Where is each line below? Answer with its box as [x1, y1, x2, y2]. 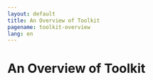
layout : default [7, 10, 56, 18]
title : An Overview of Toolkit [7, 17, 100, 24]
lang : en [7, 30, 33, 38]
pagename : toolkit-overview [7, 23, 91, 30]
